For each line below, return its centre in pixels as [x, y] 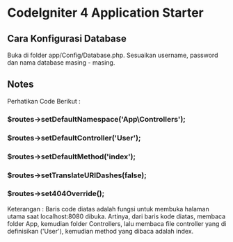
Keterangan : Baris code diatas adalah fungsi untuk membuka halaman [109, 209]
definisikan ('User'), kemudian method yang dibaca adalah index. [101, 231]
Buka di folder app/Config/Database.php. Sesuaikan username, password [113, 55]
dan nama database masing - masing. [61, 63]
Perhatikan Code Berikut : [44, 101]
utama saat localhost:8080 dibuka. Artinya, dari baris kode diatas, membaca [116, 216]
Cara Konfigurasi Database [67, 39]
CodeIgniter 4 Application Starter [105, 13]
